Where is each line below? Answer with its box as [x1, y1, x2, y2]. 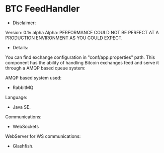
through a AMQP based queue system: [5, 65, 86, 71]
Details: [12, 44, 29, 50]
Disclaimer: [12, 20, 36, 26]
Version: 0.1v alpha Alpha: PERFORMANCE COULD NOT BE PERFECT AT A [5, 29, 159, 35]
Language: [5, 94, 28, 100]
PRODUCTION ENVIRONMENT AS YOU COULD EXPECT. [5, 35, 123, 41]
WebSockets [12, 123, 39, 129]
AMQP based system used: [5, 74, 62, 81]
